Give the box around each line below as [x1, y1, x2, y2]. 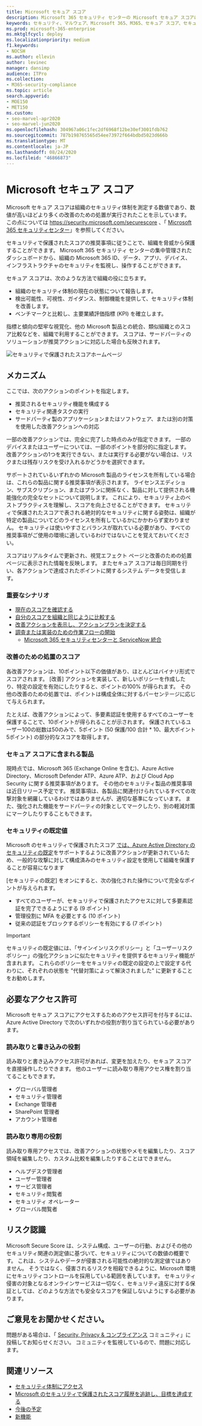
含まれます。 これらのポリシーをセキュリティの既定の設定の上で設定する [6, 959, 186, 967]
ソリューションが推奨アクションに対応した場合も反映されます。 [6, 338, 164, 345]
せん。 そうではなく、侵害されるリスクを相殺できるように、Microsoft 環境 [11, 1264, 196, 1271]
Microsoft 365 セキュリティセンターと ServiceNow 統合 [23, 636, 162, 644]
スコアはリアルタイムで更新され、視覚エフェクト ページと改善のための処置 [6, 552, 192, 559]
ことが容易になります [11, 864, 64, 871]
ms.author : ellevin [6, 54, 55, 60]
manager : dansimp [6, 65, 50, 71]
